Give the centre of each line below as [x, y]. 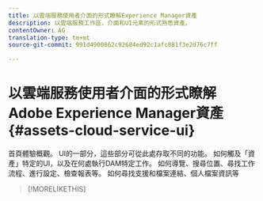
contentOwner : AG [37, 30]
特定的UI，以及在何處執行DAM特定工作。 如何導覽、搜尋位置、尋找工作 [139, 164]
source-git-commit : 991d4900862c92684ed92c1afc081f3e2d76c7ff [113, 45]
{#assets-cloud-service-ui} [102, 131]
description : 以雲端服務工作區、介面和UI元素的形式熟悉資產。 [100, 23]
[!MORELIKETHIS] [57, 189]
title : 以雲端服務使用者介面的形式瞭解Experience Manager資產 [103, 15]
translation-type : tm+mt [49, 38]
